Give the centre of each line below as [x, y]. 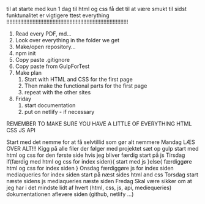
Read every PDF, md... [43, 34]
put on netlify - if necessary [59, 112]
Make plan [28, 73]
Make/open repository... [45, 47]
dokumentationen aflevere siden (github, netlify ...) [70, 194]
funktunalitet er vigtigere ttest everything [58, 15]
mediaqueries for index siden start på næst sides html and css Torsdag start [102, 175]
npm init [25, 53]
